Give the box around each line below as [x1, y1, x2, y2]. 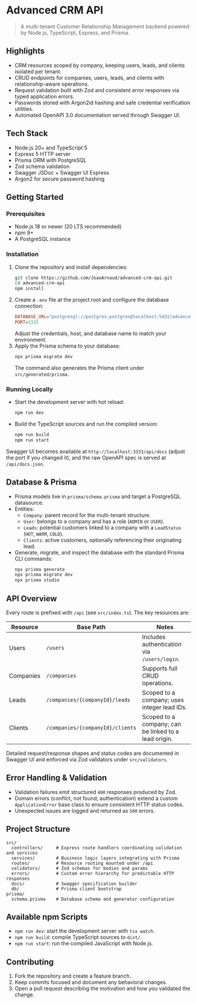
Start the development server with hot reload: [14, 399, 125, 406]
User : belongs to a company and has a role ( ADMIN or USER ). [23, 518, 165, 525]
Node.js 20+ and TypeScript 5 [14, 144, 88, 151]
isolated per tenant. [14, 68, 62, 75]
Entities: [14, 505, 35, 512]
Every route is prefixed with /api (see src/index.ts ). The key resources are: [6, 609, 190, 616]
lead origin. [141, 734, 173, 743]
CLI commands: [14, 555, 53, 562]
